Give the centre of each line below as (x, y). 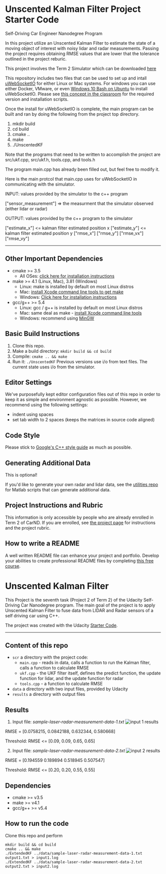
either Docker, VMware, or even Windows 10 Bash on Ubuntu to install (76, 88)
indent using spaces (33, 414)
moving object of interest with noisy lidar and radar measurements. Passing (82, 48)
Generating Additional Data (48, 463)
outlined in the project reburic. (36, 59)
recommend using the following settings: (46, 405)
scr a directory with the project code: (50, 657)
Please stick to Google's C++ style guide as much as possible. (69, 447)
